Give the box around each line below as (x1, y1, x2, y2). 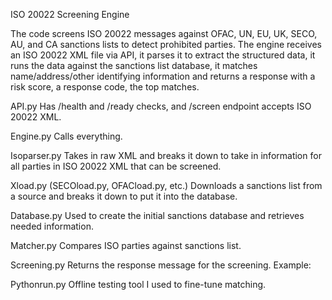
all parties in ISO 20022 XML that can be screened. (10, 160, 222, 172)
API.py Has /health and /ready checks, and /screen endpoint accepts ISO (10, 100, 312, 112)
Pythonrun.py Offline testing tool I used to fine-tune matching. (10, 279, 267, 290)
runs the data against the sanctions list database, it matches (10, 60, 258, 71)
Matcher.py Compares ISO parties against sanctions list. (10, 240, 242, 251)
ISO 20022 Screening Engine (10, 9, 130, 20)
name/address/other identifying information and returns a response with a (10, 70, 316, 82)
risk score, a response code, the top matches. (10, 81, 200, 93)
